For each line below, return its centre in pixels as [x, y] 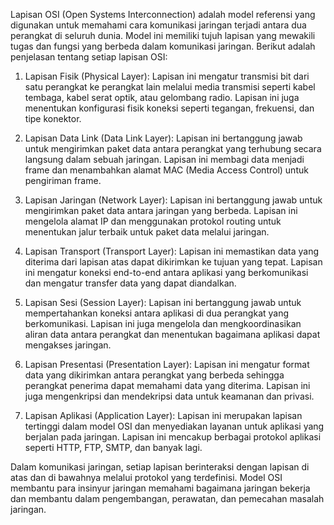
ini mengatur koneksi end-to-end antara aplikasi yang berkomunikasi [166, 272]
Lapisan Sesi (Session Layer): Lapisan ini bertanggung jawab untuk [163, 302]
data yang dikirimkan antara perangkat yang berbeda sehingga [154, 375]
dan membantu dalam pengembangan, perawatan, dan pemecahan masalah [167, 498]
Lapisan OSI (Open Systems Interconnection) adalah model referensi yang [163, 14]
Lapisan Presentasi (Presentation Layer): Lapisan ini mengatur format [167, 364]
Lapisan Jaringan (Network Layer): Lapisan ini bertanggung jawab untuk [173, 200]
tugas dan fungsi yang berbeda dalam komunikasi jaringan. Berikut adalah [163, 46]
